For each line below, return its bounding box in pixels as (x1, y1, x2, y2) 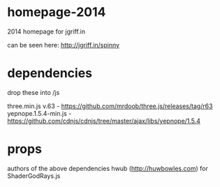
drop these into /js (7, 88, 60, 96)
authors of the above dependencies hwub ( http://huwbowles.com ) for (7, 164, 208, 172)
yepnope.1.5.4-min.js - (7, 109, 72, 117)
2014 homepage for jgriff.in (7, 27, 86, 36)
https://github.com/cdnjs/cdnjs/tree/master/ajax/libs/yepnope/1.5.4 (7, 117, 201, 125)
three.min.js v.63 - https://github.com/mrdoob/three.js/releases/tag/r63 (7, 102, 213, 110)
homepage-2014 (7, 4, 106, 20)
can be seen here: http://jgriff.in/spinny (7, 40, 120, 49)
